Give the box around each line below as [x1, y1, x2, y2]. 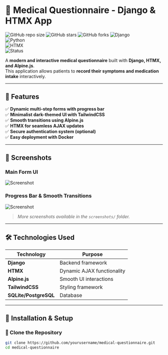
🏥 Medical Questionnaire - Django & [5, 5, 156, 16]
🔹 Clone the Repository [5, 329, 62, 336]
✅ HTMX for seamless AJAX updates [5, 123, 84, 129]
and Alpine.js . [5, 63, 35, 69]
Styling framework [59, 283, 103, 290]
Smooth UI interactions [59, 275, 113, 282]
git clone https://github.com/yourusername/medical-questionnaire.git [5, 340, 155, 345]
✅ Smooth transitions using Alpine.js [5, 117, 84, 123]
